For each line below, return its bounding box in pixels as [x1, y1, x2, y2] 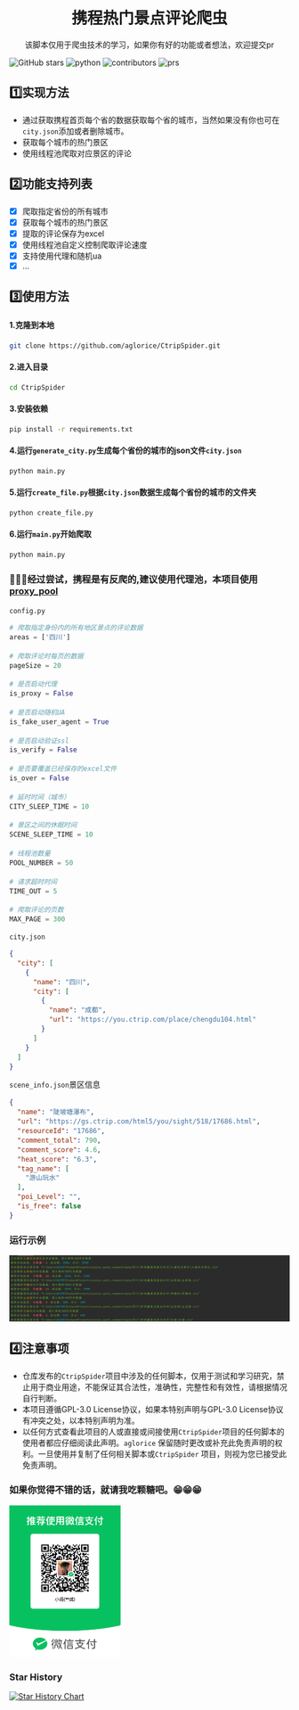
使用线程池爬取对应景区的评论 [21, 148, 132, 159]
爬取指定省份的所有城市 [21, 206, 109, 217]
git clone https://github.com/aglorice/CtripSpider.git [9, 341, 221, 350]
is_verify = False [9, 745, 77, 754]
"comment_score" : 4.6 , [17, 1145, 101, 1155]
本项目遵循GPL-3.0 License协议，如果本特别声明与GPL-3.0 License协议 [21, 1403, 284, 1414]
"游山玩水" [25, 1173, 61, 1182]
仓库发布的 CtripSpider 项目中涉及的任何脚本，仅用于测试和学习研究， [21, 1370, 278, 1381]
